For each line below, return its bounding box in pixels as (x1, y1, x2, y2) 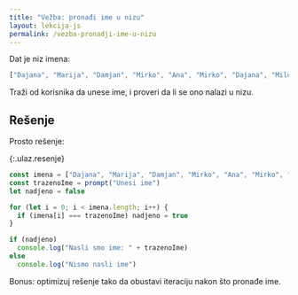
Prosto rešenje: (9, 136, 65, 147)
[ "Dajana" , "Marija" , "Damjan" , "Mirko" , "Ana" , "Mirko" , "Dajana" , (9, 71, 268, 80)
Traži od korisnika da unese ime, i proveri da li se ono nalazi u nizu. (9, 87, 255, 97)
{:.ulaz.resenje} (9, 153, 65, 164)
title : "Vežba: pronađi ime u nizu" (9, 12, 145, 22)
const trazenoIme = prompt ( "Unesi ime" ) (9, 178, 161, 187)
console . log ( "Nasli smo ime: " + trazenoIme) (17, 244, 189, 252)
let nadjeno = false (9, 187, 86, 196)
